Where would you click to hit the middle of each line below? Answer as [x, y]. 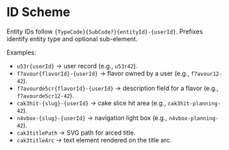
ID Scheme [38, 12]
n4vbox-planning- [194, 118]
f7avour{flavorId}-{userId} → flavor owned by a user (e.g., [103, 73]
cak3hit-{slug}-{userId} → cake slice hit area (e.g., [91, 103]
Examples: [21, 52]
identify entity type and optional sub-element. [72, 38]
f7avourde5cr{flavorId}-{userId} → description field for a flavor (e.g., [118, 88]
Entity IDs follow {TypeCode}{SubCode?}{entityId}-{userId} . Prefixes [105, 31]
